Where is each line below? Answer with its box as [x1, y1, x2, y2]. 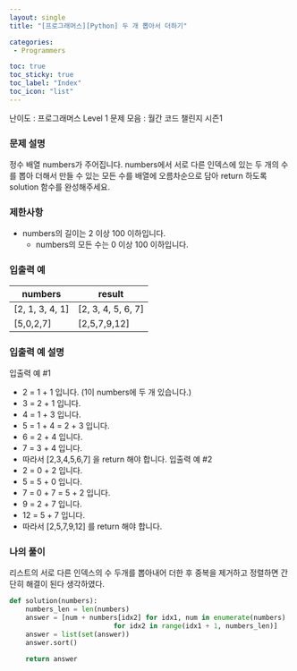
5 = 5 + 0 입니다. [21, 476, 83, 487]
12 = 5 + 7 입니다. [21, 509, 86, 520]
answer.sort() [25, 638, 78, 647]
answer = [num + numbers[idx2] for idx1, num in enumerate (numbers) [25, 613, 286, 622]
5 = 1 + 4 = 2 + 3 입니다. [21, 420, 110, 430]
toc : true [9, 62, 47, 72]
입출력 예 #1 [9, 368, 51, 378]
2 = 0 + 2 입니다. [21, 464, 83, 475]
